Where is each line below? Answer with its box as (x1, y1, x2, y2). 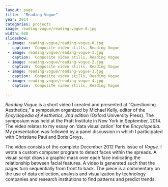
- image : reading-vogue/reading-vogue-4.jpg (7, 78, 103, 83)
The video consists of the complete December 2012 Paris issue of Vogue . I (5, 143, 162, 150)
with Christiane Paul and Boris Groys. (5, 134, 83, 140)
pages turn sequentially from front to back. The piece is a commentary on (5, 165, 160, 171)
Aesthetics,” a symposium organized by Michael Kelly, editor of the (5, 107, 146, 113)
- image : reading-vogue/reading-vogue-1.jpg (7, 50, 103, 55)
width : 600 (5, 31, 29, 36)
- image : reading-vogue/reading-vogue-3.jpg (7, 69, 103, 74)
